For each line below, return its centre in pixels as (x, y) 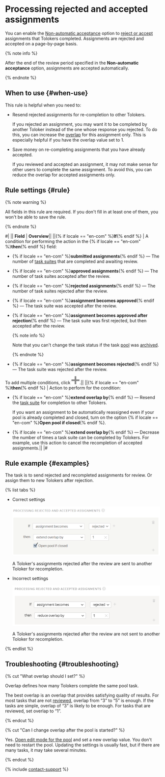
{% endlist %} (19, 648)
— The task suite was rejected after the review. (60, 369)
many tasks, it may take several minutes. (46, 750)
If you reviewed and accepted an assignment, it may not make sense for (85, 164)
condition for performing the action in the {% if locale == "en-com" (73, 241)
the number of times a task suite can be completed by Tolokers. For (81, 437)
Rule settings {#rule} (38, 190)
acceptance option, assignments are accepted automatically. (67, 68)
